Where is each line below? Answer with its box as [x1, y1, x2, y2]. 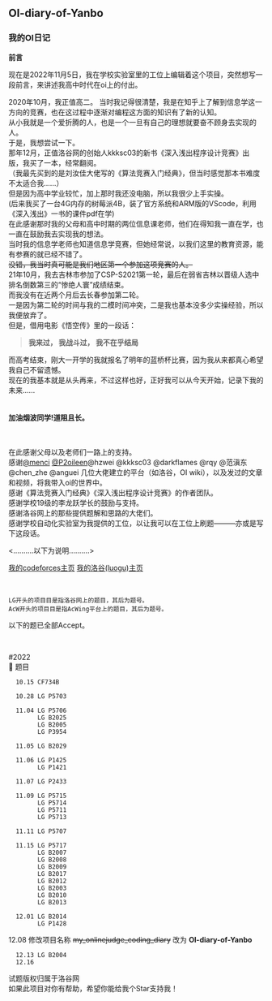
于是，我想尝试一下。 [8, 137, 79, 147]
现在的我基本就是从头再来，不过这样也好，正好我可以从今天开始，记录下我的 [8, 375, 264, 385]
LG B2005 [37, 720, 67, 729]
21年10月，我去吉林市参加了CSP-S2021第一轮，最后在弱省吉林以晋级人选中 [8, 270, 260, 279]
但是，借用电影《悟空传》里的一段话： [8, 320, 136, 330]
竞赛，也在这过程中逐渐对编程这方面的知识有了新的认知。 [29, 107, 221, 117]
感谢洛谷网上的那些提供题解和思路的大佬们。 [8, 507, 158, 518]
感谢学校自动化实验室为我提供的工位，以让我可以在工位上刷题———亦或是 [8, 518, 257, 528]
